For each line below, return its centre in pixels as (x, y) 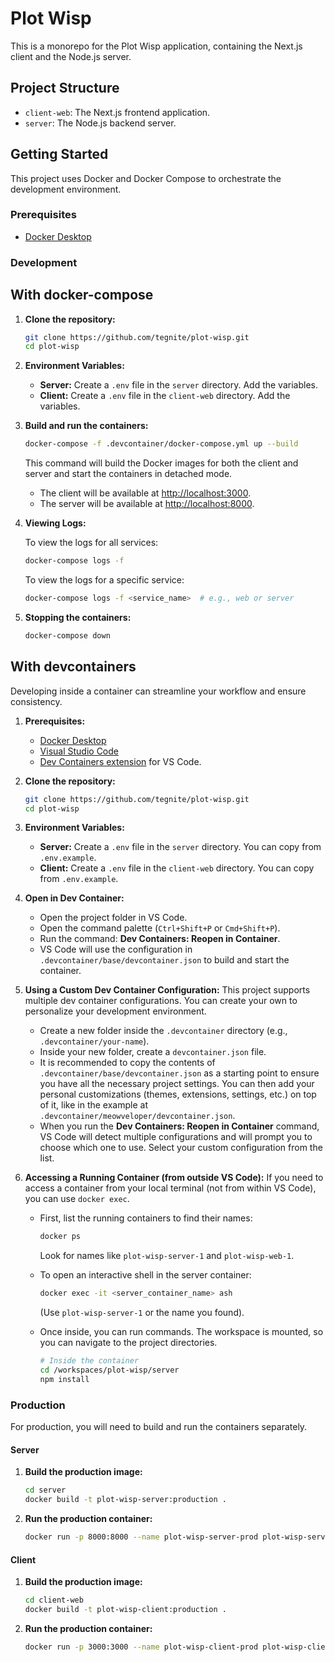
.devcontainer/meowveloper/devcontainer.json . (137, 1116)
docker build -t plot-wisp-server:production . (125, 1500)
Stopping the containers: (78, 617)
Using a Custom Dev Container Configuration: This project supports (167, 990)
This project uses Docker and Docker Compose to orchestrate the (146, 178)
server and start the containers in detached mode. (128, 474)
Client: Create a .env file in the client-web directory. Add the (165, 396)
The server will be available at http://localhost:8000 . (147, 504)
